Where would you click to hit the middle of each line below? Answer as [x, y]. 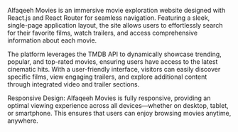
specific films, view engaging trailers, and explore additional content [107, 77]
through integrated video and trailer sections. [74, 84]
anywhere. [23, 121]
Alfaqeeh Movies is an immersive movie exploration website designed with [117, 10]
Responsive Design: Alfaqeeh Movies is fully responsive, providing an [109, 98]
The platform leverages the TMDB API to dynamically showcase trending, [114, 54]
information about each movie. [52, 40]
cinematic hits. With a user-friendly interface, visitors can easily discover [114, 69]
